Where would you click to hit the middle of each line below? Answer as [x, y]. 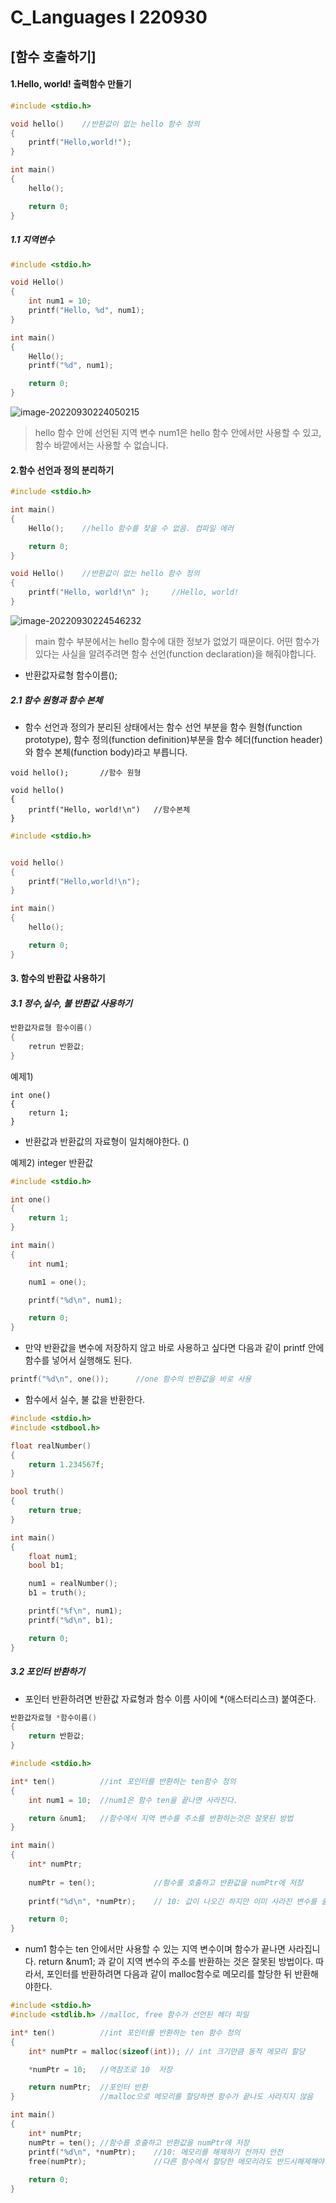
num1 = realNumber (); [73, 1584]
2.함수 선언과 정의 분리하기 [62, 470]
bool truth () [37, 1492]
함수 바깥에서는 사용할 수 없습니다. [101, 445]
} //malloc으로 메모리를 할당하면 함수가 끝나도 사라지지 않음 [162, 2097]
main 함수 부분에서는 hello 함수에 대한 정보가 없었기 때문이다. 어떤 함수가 [177, 641]
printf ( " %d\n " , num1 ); [75, 1300]
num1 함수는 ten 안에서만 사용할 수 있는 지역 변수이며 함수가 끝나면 [155, 1949]
